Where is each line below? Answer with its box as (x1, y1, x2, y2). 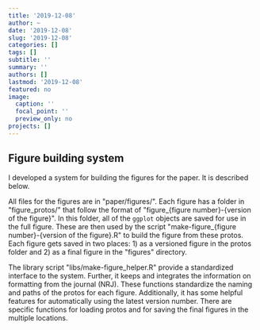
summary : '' (8, 63, 48, 71)
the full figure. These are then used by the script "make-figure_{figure (8, 221, 236, 231)
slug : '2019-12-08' (8, 33, 73, 42)
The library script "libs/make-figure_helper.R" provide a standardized (8, 263, 234, 272)
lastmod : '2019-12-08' (8, 78, 83, 86)
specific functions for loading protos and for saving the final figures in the (8, 305, 249, 314)
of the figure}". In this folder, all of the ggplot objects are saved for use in (8, 213, 247, 223)
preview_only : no (15, 115, 73, 123)
